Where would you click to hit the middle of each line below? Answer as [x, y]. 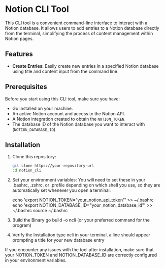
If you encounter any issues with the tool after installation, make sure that [79, 250]
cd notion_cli [27, 171]
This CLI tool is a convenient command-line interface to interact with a [76, 23]
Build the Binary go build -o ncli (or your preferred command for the [81, 220]
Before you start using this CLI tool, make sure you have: [62, 99]
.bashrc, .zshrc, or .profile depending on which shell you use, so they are [86, 185]
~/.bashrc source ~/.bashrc [40, 211]
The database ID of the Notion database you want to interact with [79, 124]
